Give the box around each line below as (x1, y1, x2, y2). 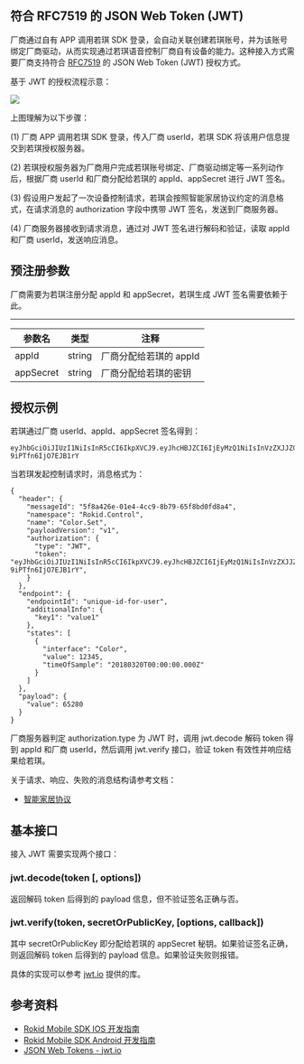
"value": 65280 (26, 700, 84, 709)
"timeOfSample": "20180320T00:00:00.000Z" (42, 660, 205, 670)
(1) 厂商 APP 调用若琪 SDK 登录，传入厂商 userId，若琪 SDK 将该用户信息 (10, 131, 282, 142)
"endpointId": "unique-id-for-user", (26, 597, 169, 607)
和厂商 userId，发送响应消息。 (10, 234, 124, 245)
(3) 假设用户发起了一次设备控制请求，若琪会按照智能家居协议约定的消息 (10, 192, 276, 203)
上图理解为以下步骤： (10, 112, 89, 123)
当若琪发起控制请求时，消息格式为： (10, 469, 145, 480)
